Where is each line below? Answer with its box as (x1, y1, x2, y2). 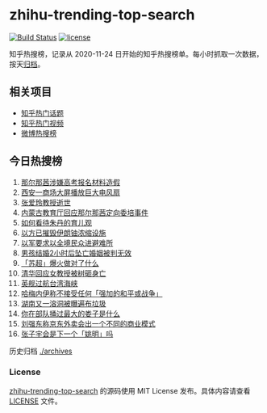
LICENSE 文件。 (9, 396, 63, 406)
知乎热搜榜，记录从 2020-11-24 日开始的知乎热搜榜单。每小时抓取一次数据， (9, 48, 264, 58)
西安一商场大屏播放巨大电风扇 (20, 188, 120, 197)
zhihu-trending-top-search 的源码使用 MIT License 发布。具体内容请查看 (9, 386, 251, 395)
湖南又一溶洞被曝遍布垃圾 (20, 298, 106, 308)
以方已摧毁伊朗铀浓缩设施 (20, 228, 106, 238)
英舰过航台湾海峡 (20, 278, 78, 288)
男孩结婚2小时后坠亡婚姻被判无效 (20, 248, 132, 258)
